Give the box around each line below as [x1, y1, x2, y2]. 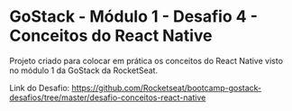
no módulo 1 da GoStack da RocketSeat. [9, 65, 159, 76]
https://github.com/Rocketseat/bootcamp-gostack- [71, 82, 262, 93]
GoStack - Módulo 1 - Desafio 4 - [9, 6, 259, 27]
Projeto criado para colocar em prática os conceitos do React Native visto [9, 55, 284, 66]
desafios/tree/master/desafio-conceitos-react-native [9, 92, 206, 103]
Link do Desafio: [9, 82, 70, 93]
